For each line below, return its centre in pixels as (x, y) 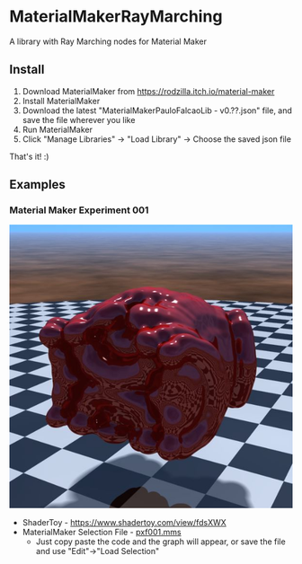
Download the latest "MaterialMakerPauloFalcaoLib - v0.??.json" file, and (157, 110)
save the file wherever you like (79, 119)
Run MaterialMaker (57, 129)
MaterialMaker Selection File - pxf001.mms (102, 533)
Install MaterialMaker (61, 101)
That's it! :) (29, 156)
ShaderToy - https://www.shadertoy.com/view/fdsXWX (124, 523)
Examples (37, 185)
